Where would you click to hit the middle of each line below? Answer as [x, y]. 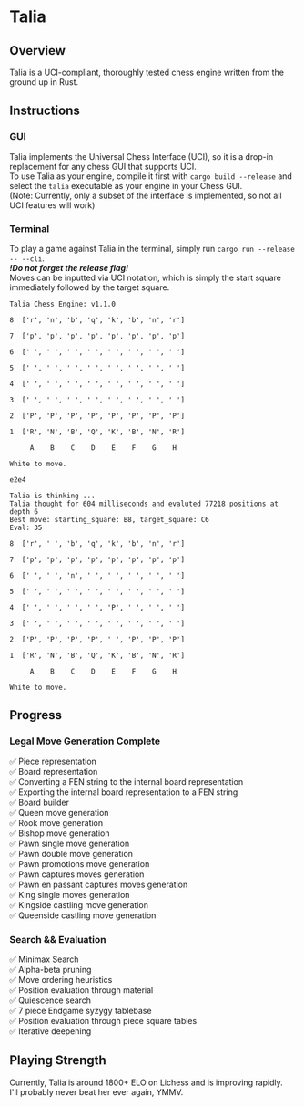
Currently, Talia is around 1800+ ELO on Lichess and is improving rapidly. [147, 1082]
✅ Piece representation [53, 761]
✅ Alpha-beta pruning [51, 969]
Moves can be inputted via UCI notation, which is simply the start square [146, 277]
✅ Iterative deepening [51, 1031]
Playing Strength [58, 1060]
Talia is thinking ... [52, 496]
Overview [38, 51]
